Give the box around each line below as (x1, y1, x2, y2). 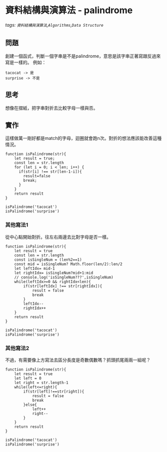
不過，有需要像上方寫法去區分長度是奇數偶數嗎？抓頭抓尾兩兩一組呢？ (5, 357, 151, 363)
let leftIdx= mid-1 (14, 266, 55, 271)
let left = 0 (14, 376, 42, 381)
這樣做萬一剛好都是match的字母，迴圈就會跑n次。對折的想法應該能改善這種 (5, 135, 162, 141)
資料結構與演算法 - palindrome (5, 5, 133, 16)
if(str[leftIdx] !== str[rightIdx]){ (23, 283, 102, 288)
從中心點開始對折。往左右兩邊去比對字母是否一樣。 (5, 234, 111, 240)
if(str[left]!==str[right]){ (23, 389, 85, 394)
